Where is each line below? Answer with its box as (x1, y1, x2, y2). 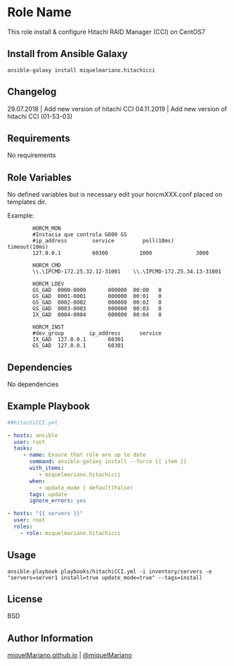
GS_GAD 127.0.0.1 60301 (32, 343, 124, 350)
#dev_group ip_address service (32, 330, 162, 337)
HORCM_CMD (32, 262, 61, 269)
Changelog (7, 86, 57, 98)
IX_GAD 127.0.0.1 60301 (32, 336, 124, 343)
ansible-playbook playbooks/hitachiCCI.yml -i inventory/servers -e (7, 568, 212, 575)
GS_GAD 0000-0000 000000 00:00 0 (32, 287, 162, 294)
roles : (13, 523, 33, 531)
